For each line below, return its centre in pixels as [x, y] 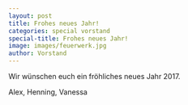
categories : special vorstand [60, 31]
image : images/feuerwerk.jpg [58, 46]
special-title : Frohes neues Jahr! [68, 38]
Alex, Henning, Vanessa [48, 92]
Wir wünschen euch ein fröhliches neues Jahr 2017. [94, 76]
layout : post [30, 16]
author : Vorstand [38, 53]
